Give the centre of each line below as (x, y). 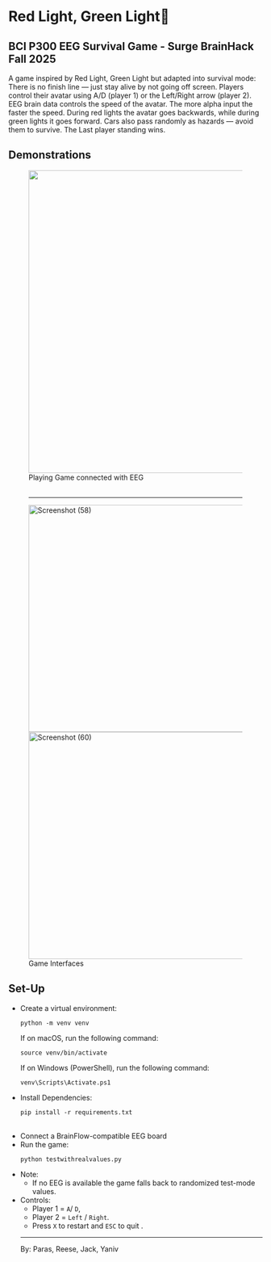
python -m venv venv (54, 1023)
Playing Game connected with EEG (86, 477)
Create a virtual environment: (68, 1008)
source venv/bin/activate (63, 1053)
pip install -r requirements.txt (76, 1112)
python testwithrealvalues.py (71, 1159)
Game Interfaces (56, 963)
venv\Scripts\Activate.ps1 (65, 1082)
